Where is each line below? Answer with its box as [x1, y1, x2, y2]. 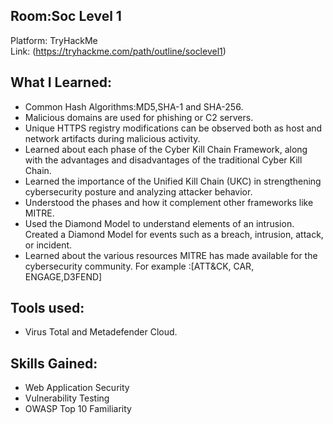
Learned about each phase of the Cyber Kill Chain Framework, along [24, 143, 308, 155]
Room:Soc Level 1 [10, 8, 122, 25]
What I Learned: [10, 74, 112, 91]
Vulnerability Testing [24, 392, 110, 404]
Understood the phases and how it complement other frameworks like [24, 196, 314, 208]
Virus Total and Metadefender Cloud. [24, 326, 178, 338]
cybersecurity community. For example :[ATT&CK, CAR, [24, 260, 255, 272]
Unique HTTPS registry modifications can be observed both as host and [24, 122, 323, 134]
